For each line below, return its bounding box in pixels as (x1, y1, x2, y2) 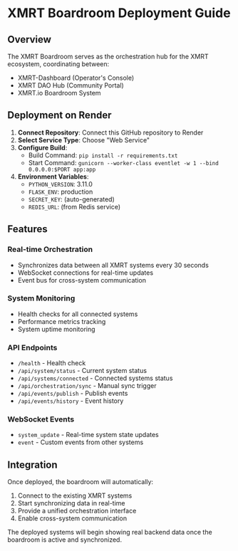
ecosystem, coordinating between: (7, 60, 110, 68)
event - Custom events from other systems (17, 438, 144, 446)
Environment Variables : (17, 172, 89, 181)
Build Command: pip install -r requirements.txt (28, 151, 178, 159)
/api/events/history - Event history (17, 397, 124, 405)
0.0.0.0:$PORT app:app (28, 166, 96, 173)
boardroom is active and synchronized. (7, 535, 123, 544)
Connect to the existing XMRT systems (17, 491, 133, 500)
